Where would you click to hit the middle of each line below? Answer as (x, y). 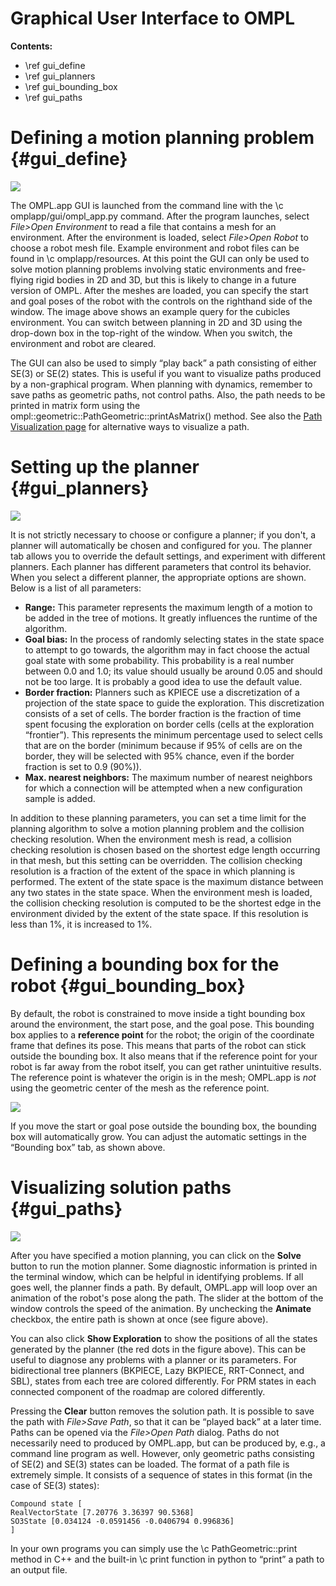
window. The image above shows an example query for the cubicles (150, 311)
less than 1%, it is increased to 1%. (81, 924)
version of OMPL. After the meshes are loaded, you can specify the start (159, 290)
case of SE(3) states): (55, 1485)
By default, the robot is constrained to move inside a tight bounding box (158, 1013)
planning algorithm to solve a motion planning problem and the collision (157, 828)
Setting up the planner (105, 467)
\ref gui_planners (60, 76)
